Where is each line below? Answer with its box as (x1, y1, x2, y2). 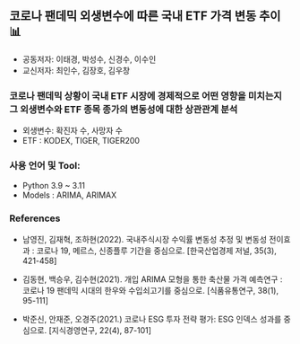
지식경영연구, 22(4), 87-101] (51, 324, 152, 335)
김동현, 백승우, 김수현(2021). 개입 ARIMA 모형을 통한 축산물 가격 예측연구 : (21, 273, 283, 285)
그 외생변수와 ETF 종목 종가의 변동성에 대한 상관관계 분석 (9, 102, 238, 115)
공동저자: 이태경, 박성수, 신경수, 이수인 (21, 53, 157, 65)
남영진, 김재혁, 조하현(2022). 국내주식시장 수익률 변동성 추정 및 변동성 (21, 234, 267, 244)
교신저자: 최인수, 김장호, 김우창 (21, 65, 131, 75)
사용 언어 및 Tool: (9, 160, 81, 172)
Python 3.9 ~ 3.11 (21, 181, 85, 191)
